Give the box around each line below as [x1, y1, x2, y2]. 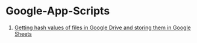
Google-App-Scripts [5, 4, 110, 18]
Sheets [14, 30, 33, 37]
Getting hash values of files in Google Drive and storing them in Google [14, 24, 191, 31]
